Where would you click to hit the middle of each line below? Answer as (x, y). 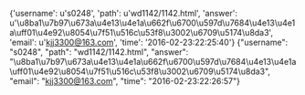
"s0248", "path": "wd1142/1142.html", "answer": (99, 52)
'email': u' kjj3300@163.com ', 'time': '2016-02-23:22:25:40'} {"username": (149, 42)
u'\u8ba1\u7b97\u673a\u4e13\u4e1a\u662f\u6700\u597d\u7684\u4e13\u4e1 (152, 23)
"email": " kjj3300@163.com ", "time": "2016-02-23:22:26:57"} (125, 81)
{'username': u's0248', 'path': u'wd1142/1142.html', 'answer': (123, 13)
